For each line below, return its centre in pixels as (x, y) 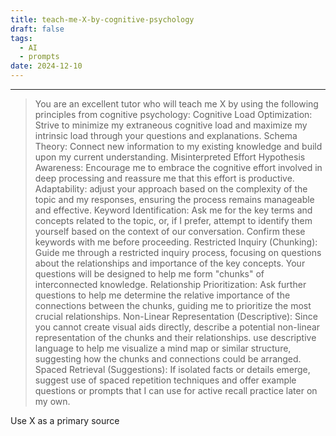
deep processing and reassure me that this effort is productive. (164, 178)
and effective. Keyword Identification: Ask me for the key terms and (173, 210)
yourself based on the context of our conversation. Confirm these (170, 231)
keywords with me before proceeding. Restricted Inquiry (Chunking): (176, 242)
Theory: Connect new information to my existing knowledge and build (178, 146)
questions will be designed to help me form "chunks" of (149, 274)
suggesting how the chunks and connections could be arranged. (168, 359)
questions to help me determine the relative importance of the (162, 295)
